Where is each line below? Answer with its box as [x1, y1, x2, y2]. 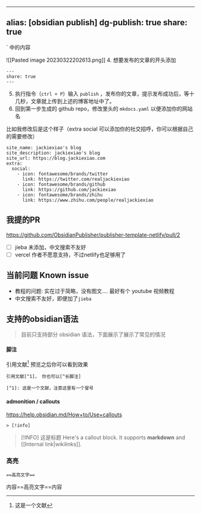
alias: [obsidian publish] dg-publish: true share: [6, 17, 188, 28]
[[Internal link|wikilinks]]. [20, 441, 82, 448]
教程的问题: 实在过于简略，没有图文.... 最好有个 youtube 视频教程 [14, 287, 175, 294]
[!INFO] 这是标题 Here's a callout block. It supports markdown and [20, 434, 185, 441]
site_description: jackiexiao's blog [6, 150, 100, 156]
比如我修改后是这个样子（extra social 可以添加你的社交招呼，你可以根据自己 [6, 125, 193, 132]
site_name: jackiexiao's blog [6, 144, 82, 150]
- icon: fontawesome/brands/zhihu [17, 192, 103, 198]
